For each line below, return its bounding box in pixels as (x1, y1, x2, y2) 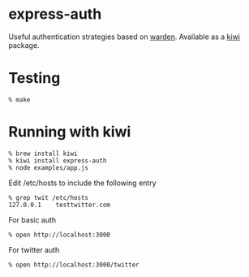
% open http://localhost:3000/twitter (8, 261, 140, 269)
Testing (8, 69, 61, 88)
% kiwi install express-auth (8, 156, 107, 165)
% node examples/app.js (8, 163, 89, 171)
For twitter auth (8, 245, 60, 254)
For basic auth (8, 214, 57, 224)
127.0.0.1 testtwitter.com (8, 201, 111, 209)
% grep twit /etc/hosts (8, 193, 89, 201)
